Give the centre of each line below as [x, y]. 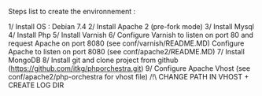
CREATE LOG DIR [36, 85]
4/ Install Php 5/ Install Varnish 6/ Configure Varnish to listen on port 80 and [131, 35]
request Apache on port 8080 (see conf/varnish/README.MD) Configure [126, 43]
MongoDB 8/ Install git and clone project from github [93, 60]
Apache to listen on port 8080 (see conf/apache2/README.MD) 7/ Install [127, 52]
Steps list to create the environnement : [72, 11]
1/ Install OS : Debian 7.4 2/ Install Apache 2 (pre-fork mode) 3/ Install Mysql [131, 26]
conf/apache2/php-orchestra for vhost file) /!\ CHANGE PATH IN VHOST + [129, 77]
